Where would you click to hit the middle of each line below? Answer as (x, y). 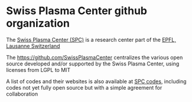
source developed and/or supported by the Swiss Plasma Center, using (93, 64)
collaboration (22, 94)
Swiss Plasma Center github (77, 11)
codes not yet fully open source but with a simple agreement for (84, 87)
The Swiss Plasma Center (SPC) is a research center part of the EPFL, (91, 40)
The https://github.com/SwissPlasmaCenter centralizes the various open (95, 57)
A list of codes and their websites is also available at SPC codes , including (96, 81)
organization (38, 23)
